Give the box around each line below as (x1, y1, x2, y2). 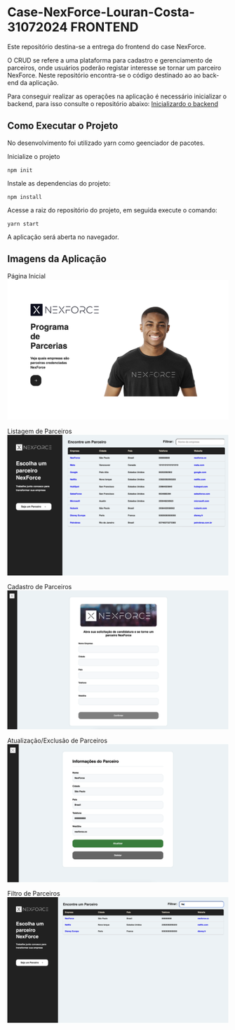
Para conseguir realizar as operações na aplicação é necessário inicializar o (7, 92, 227, 101)
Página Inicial (7, 271, 46, 280)
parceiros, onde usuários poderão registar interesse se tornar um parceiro (7, 63, 222, 72)
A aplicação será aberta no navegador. (7, 233, 119, 241)
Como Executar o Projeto (7, 120, 119, 132)
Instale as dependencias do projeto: (7, 179, 111, 187)
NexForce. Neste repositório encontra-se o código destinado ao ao (7, 71, 201, 79)
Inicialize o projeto (7, 152, 60, 160)
